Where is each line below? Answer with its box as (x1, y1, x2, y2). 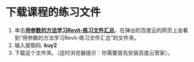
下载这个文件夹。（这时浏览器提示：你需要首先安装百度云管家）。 (14, 49, 173, 56)
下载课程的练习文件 (5, 5, 101, 19)
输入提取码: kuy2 (14, 42, 57, 49)
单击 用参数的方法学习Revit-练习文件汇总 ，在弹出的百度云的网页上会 (14, 26, 183, 34)
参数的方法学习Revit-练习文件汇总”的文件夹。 (27, 34, 140, 41)
